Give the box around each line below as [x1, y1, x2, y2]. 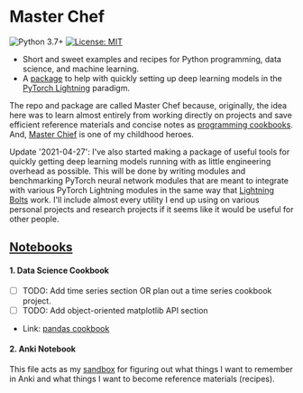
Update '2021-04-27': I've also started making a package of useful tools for [9, 146, 290, 157]
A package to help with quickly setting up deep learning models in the [22, 72, 282, 83]
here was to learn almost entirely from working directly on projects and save [9, 109, 293, 120]
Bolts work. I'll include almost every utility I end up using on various [9, 194, 260, 205]
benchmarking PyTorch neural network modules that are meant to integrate [9, 174, 289, 186]
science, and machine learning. [22, 63, 140, 74]
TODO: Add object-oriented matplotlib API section [22, 304, 209, 315]
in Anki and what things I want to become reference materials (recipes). [9, 373, 275, 384]
